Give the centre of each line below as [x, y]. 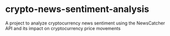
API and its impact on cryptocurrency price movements [63, 28]
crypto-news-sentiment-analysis [77, 9]
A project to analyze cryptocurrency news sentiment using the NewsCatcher [85, 23]
